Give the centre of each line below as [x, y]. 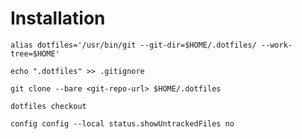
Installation [58, 18]
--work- [276, 45]
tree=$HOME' [35, 53]
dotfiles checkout [48, 106]
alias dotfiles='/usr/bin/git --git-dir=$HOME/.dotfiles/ [133, 45]
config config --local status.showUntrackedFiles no [122, 123]
